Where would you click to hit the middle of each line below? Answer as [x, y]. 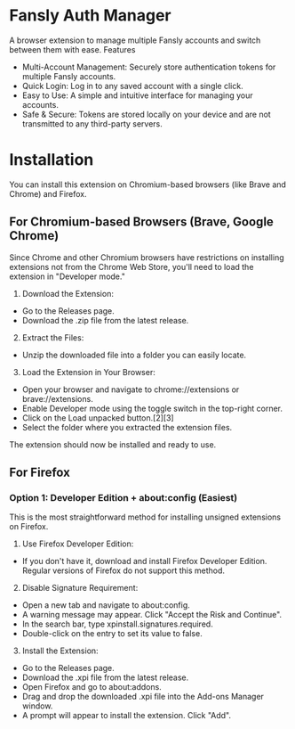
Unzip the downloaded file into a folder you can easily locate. [134, 355]
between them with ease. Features [72, 49]
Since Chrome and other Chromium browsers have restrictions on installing [147, 257]
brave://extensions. [57, 398]
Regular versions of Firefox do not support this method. [123, 570]
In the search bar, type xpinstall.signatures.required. [117, 624]
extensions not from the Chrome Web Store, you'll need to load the [132, 266]
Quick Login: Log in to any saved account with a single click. [132, 86]
